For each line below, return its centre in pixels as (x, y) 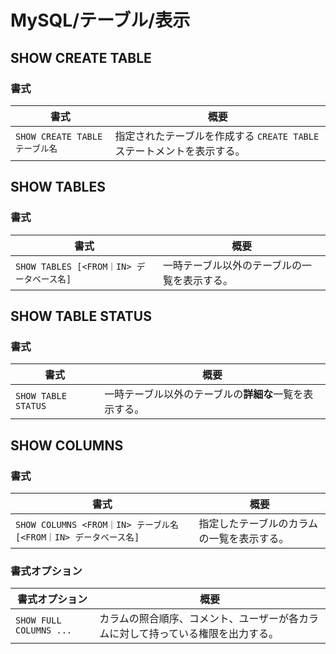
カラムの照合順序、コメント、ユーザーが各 (199, 619)
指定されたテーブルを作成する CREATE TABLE (217, 136)
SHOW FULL (38, 620)
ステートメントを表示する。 (180, 151)
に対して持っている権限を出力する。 (194, 634)
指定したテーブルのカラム (258, 523)
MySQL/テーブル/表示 (100, 20)
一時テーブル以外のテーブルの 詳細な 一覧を (204, 394)
